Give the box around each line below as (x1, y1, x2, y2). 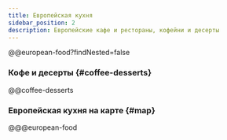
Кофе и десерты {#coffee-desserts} (8, 68, 152, 79)
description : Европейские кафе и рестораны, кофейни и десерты (8, 26, 220, 34)
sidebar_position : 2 (8, 19, 76, 27)
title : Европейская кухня (8, 11, 93, 20)
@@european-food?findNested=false (8, 48, 130, 57)
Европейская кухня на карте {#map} (8, 105, 156, 116)
